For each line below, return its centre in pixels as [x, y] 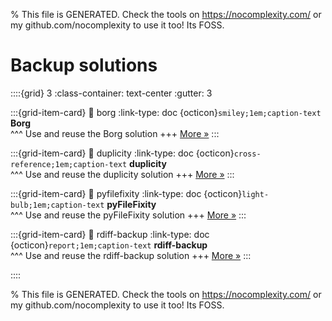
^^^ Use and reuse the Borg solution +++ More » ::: [115, 133]
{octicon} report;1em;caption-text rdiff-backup [109, 245]
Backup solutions [84, 65]
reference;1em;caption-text [69, 164]
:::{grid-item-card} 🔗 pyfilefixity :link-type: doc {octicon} [126, 193]
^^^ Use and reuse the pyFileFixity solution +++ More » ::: [128, 215]
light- [255, 194]
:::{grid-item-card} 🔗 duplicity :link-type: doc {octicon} [122, 153]
